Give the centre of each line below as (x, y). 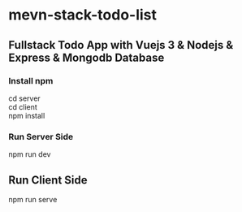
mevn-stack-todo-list (82, 15)
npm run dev (30, 154)
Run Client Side (48, 180)
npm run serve (33, 199)
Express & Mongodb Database (86, 57)
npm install (27, 115)
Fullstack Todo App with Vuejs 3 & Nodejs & (121, 45)
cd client (23, 106)
